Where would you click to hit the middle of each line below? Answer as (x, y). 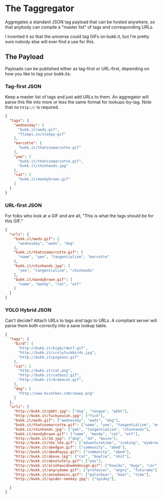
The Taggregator (40, 8)
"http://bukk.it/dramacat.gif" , (50, 380)
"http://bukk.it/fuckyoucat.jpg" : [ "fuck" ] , (59, 416)
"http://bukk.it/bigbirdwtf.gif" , (53, 348)
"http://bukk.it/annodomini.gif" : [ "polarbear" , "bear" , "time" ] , (82, 474)
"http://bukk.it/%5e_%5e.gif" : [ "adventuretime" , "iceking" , (77, 443)
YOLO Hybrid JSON (28, 310)
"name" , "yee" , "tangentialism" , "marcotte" (64, 257)
